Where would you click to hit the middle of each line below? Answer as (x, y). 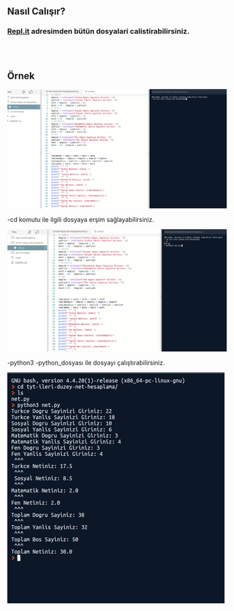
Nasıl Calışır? (37, 12)
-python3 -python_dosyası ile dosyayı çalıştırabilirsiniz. (86, 362)
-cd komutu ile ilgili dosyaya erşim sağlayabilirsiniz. (81, 219)
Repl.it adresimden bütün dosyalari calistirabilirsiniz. (99, 31)
